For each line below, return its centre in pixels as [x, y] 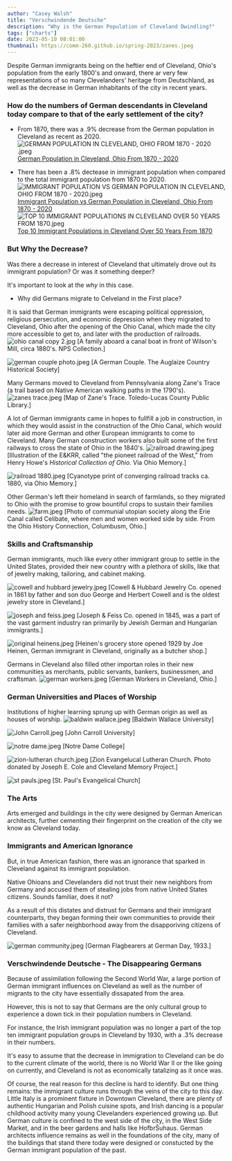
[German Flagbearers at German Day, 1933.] [148, 946]
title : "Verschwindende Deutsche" [57, 20]
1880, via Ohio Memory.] [42, 483]
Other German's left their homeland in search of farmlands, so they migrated [116, 497]
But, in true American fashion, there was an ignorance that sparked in [106, 861]
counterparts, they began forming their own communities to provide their [111, 917]
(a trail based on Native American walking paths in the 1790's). [96, 390]
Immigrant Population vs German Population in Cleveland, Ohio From [115, 202]
